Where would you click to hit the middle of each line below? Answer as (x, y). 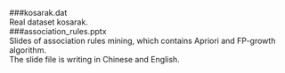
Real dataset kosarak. (49, 22)
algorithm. (28, 50)
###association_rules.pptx (58, 31)
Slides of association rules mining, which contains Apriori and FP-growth (142, 40)
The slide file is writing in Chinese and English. (94, 59)
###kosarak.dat (38, 13)
